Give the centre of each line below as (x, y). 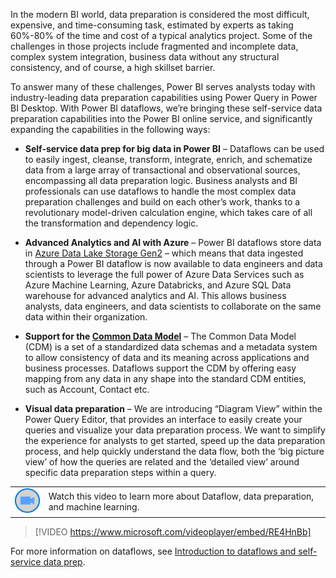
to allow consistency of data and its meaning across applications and (167, 357)
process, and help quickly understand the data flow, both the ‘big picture (174, 451)
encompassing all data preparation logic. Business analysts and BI (161, 180)
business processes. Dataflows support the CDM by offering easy (160, 368)
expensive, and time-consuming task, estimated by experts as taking (152, 25)
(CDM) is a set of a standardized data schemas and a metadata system (171, 347)
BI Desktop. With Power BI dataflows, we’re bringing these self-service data (166, 108)
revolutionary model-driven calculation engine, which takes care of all (168, 212)
